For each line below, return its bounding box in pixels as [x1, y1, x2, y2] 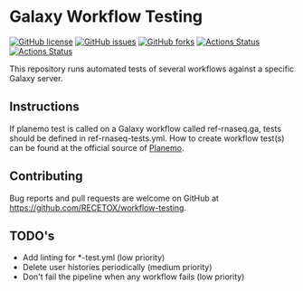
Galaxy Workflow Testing [9, 6, 204, 27]
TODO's [9, 228, 55, 243]
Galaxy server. [9, 72, 63, 83]
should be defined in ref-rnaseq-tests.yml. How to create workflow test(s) [9, 133, 285, 144]
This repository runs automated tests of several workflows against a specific [9, 63, 295, 74]
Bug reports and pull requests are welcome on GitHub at [9, 192, 220, 203]
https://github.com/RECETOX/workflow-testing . [9, 202, 187, 213]
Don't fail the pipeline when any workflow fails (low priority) [22, 271, 245, 282]
